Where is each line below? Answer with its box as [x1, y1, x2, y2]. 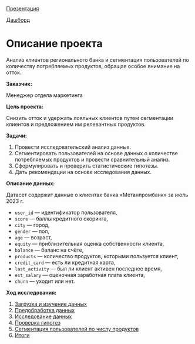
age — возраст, [14, 233, 52, 241]
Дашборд [6, 16, 31, 23]
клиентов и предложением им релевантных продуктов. [6, 121, 146, 128]
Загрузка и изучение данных [14, 300, 87, 308]
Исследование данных [14, 313, 72, 320]
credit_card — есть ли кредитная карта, [14, 259, 116, 266]
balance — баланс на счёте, [14, 246, 84, 253]
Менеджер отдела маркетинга [6, 91, 83, 99]
